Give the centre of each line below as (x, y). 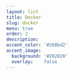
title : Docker (24, 17)
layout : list (22, 12)
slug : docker (22, 23)
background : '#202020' (40, 56)
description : (22, 39)
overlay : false (35, 61)
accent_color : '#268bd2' (37, 45)
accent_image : (24, 51)
